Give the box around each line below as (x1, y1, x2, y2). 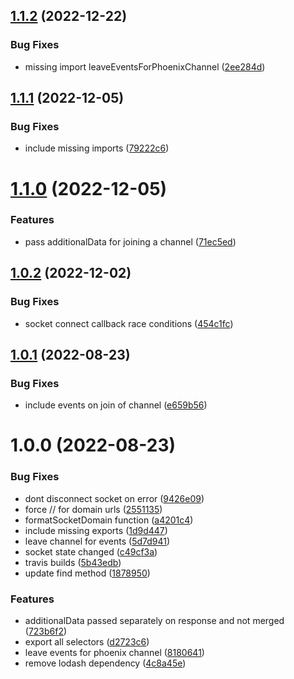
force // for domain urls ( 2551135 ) (24, 503, 163, 515)
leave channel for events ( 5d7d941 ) (24, 535, 171, 547)
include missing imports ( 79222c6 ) (24, 142, 170, 154)
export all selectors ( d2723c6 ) (24, 636, 150, 648)
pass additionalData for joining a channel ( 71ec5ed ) (24, 235, 237, 248)
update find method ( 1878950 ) (24, 567, 151, 579)
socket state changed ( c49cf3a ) (24, 545, 158, 558)
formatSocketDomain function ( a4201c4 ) (24, 514, 194, 526)
